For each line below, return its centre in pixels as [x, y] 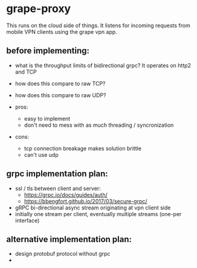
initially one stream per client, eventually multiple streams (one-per [98, 214]
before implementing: [48, 51]
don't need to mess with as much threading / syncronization [99, 125]
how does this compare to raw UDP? [60, 95]
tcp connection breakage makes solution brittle [83, 148]
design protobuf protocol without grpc [63, 254]
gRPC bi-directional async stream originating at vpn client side [93, 208]
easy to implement [47, 118]
